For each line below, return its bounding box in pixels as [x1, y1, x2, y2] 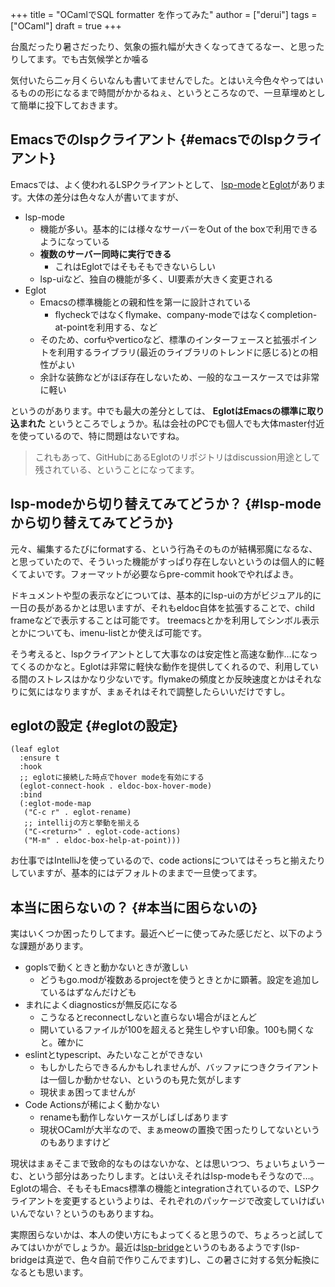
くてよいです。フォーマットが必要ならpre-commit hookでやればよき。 [10, 568, 299, 580]
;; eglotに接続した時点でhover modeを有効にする [19, 773, 205, 783]
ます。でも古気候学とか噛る [35, 53, 150, 65]
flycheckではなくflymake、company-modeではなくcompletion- [54, 308, 318, 320]
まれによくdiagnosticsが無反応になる [24, 999, 178, 1011]
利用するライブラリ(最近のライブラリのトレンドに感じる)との [57, 346, 310, 358]
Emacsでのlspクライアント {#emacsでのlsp [10, 131, 283, 148]
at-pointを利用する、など [54, 321, 158, 333]
